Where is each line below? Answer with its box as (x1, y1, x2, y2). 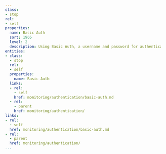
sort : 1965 (9, 35, 32, 40)
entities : (5, 49, 26, 53)
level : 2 (9, 40, 28, 45)
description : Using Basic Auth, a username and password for (9, 44, 138, 49)
